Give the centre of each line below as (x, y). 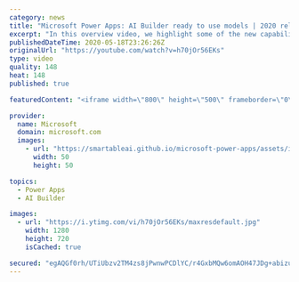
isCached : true (53, 247)
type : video (31, 59)
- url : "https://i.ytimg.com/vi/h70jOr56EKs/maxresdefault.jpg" (139, 222)
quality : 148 (33, 68)
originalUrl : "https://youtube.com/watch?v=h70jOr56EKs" (117, 51)
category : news (37, 17)
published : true (39, 84)
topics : (24, 181)
